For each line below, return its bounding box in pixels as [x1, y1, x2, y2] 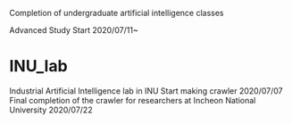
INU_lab [9, 56, 69, 77]
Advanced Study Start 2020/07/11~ [9, 25, 138, 35]
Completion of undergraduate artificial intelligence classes [9, 8, 225, 18]
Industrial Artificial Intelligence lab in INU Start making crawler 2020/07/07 [9, 85, 283, 96]
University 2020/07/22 [9, 104, 93, 115]
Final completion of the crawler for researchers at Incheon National [9, 95, 256, 105]
